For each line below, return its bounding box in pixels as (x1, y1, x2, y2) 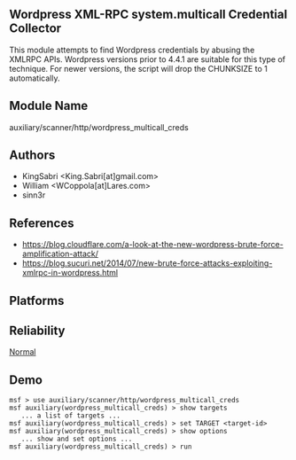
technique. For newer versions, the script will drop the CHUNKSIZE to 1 (9, 63, 268, 74)
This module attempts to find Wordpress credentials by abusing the (9, 44, 255, 55)
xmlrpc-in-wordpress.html (21, 268, 119, 278)
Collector (9, 21, 62, 36)
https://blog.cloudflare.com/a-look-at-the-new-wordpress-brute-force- (21, 239, 284, 250)
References (9, 215, 74, 230)
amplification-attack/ (21, 248, 99, 260)
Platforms (9, 292, 65, 308)
